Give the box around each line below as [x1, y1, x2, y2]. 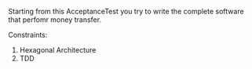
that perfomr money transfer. [8, 15, 102, 24]
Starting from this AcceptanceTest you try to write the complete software [8, 7, 245, 16]
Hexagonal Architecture [19, 45, 97, 54]
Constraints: [8, 31, 48, 39]
